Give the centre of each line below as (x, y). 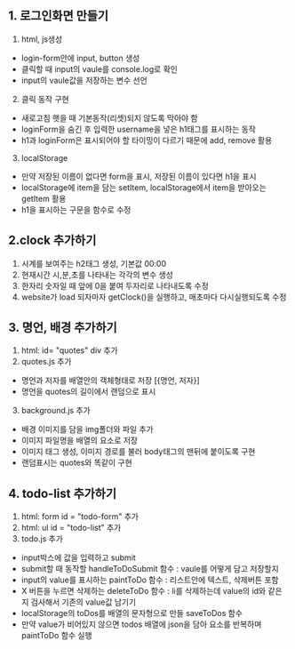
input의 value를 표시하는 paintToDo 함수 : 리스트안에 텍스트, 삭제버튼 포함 (150, 580)
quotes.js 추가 (46, 362)
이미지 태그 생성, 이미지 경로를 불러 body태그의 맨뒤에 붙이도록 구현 (138, 452)
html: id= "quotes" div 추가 (69, 350)
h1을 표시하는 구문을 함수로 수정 (76, 209)
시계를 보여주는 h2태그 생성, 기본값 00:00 (94, 263)
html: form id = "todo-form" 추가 (80, 517)
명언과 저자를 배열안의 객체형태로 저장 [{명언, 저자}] (111, 381)
